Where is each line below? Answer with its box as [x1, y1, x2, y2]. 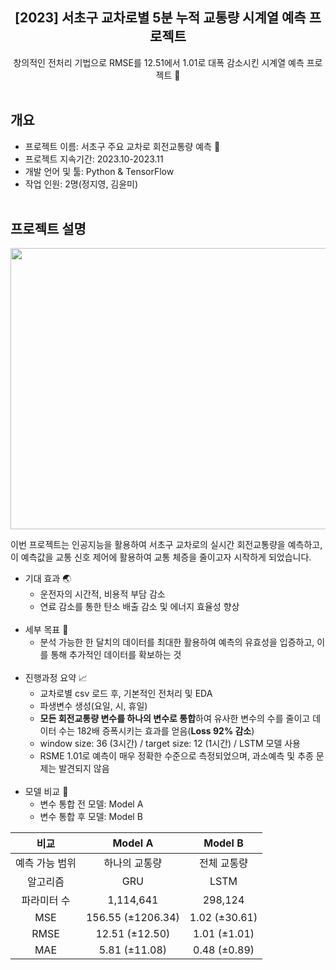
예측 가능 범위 [15, 856, 77, 870]
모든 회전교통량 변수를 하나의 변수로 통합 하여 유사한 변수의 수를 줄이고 [39, 713, 311, 725]
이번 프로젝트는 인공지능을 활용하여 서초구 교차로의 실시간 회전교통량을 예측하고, [10, 539, 323, 551]
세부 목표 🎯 [24, 624, 69, 636]
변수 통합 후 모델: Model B [39, 811, 143, 823]
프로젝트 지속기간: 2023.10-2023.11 [24, 153, 164, 165]
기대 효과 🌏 [24, 573, 72, 585]
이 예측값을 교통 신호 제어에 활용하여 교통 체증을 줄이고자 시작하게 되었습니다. [10, 551, 312, 563]
